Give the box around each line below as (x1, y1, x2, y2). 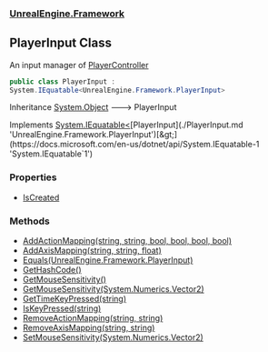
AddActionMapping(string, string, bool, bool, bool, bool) (22, 236, 233, 246)
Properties (9, 171, 57, 184)
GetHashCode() (22, 265, 82, 276)
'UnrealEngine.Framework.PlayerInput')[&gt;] (9, 129, 178, 140)
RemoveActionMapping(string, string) (22, 313, 164, 324)
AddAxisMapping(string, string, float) (22, 245, 162, 256)
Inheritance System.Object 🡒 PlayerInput (9, 102, 177, 113)
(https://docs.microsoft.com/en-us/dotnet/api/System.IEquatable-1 (9, 139, 260, 150)
